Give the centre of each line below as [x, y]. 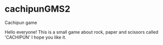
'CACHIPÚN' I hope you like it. [36, 37]
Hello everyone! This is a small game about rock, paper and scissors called [81, 32]
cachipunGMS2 [38, 9]
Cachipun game [21, 22]
